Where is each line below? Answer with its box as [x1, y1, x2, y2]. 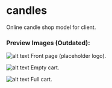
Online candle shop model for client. [6, 24, 96, 31]
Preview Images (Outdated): [6, 39, 90, 47]
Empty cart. [30, 64, 60, 71]
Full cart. [30, 76, 52, 83]
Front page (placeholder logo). [30, 52, 107, 60]
